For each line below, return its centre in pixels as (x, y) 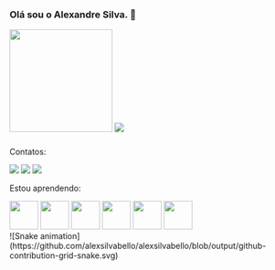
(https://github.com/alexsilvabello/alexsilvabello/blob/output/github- (138, 246)
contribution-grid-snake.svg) (64, 255)
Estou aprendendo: (45, 188)
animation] (60, 236)
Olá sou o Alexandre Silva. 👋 (73, 15)
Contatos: (28, 152)
